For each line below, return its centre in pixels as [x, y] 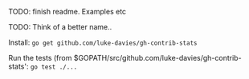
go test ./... [54, 67]
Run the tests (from [40, 58]
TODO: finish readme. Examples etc [67, 12]
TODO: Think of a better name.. [60, 27]
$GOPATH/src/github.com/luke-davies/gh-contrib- [158, 58]
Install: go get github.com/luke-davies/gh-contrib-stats [103, 42]
